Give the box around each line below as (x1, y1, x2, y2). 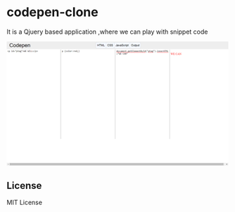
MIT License (6, 198, 43, 207)
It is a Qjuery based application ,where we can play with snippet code (6, 27, 208, 36)
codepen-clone (6, 4, 99, 20)
